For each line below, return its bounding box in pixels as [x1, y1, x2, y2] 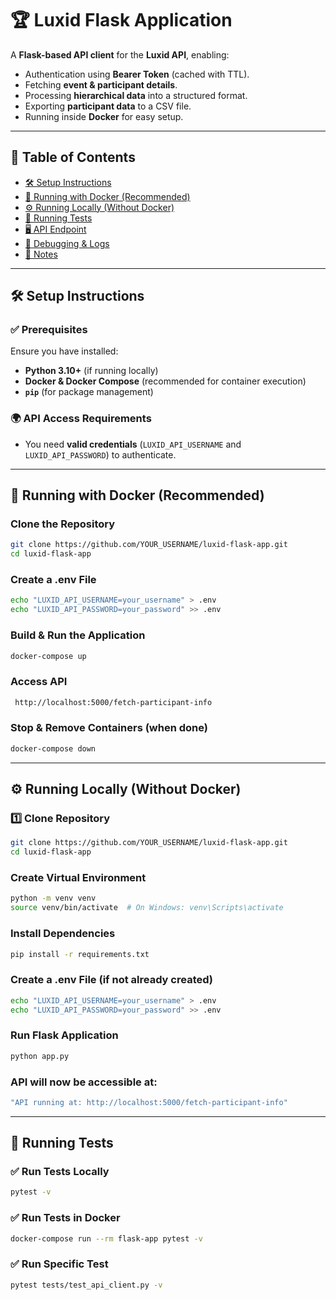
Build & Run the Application [10, 628, 146, 642]
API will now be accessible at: [10, 1075, 158, 1089]
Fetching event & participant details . [24, 78, 178, 91]
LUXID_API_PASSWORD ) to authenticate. [24, 448, 177, 461]
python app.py [10, 1051, 70, 1061]
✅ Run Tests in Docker [10, 1211, 121, 1225]
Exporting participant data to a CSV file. [24, 100, 192, 112]
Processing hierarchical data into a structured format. [24, 89, 248, 101]
